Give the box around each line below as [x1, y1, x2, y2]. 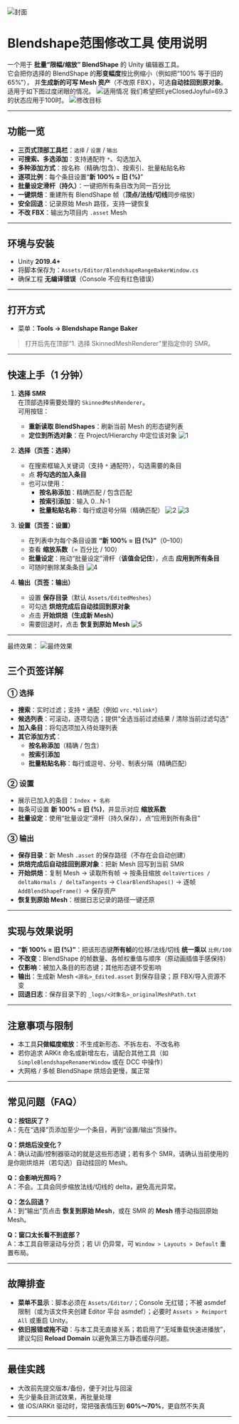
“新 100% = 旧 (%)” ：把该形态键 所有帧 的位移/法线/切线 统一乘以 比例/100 [17, 946, 232, 954]
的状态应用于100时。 [7, 96, 68, 104]
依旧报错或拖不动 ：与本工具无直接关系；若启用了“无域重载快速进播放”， [17, 1325, 230, 1333]
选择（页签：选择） [17, 446, 75, 455]
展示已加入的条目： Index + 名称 [17, 796, 110, 805]
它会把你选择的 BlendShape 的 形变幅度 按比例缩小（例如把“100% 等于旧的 [7, 68, 223, 78]
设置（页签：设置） [17, 521, 75, 530]
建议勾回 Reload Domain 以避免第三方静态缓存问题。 [17, 1333, 173, 1342]
